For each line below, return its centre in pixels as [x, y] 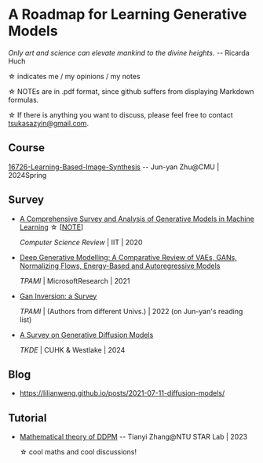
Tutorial [27, 418]
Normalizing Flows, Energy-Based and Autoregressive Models [120, 266]
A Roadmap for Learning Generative [128, 14]
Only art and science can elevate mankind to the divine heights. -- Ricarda [129, 52]
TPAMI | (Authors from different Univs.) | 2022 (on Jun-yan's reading [131, 311]
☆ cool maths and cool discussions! [78, 452]
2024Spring [27, 175]
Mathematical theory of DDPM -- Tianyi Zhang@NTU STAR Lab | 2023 [133, 437]
